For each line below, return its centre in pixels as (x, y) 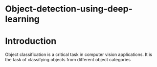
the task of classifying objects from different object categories (68, 60)
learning (22, 19)
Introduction (31, 41)
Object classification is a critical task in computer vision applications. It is (79, 54)
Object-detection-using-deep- (69, 9)
